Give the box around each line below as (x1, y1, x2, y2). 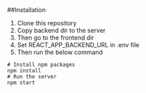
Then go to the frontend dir (17, 34, 94, 42)
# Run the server (7, 73, 57, 80)
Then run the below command (17, 48, 103, 56)
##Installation (7, 6, 46, 14)
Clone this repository (17, 19, 77, 27)
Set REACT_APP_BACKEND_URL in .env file (17, 41, 140, 49)
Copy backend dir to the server (17, 27, 106, 34)
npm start (7, 79, 36, 86)
